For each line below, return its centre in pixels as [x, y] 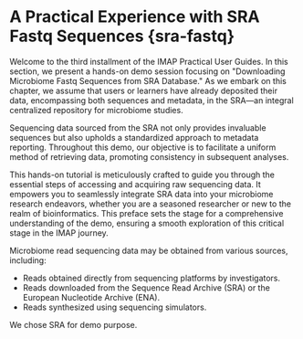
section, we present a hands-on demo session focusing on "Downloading [147, 71]
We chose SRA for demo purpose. [73, 324]
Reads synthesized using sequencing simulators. [115, 307]
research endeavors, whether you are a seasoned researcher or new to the [151, 204]
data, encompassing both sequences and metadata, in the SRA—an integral [151, 100]
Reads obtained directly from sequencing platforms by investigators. [151, 278]
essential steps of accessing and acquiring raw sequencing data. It [136, 184]
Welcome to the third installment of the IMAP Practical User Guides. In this [149, 61]
